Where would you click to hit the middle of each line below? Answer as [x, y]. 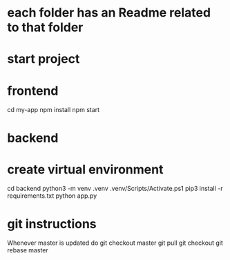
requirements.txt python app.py [52, 196]
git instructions [52, 224]
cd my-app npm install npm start [54, 110]
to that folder [45, 27]
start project [44, 59]
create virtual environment [85, 169]
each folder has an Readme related [109, 13]
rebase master [28, 250]
